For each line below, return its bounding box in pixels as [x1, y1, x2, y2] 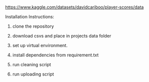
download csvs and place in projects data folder [12, 33, 112, 39]
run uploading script [12, 71, 54, 77]
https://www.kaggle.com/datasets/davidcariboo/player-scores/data [5, 4, 144, 10]
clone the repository [12, 23, 54, 29]
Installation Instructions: [5, 14, 54, 19]
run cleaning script [12, 62, 51, 67]
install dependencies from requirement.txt [12, 52, 99, 58]
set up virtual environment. [12, 42, 68, 48]
